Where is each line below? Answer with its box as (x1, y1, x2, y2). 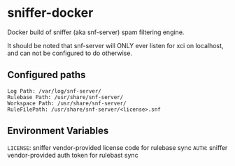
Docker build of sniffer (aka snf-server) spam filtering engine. (7, 28, 185, 36)
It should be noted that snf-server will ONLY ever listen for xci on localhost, (7, 41, 224, 50)
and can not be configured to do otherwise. (7, 49, 133, 57)
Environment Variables (7, 125, 109, 137)
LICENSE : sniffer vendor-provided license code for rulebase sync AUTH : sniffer (7, 143, 228, 151)
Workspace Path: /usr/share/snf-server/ (7, 100, 127, 107)
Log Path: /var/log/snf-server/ (7, 87, 101, 95)
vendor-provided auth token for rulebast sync (7, 151, 138, 159)
